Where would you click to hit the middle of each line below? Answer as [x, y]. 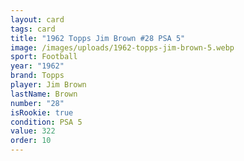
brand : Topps [37, 76]
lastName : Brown [44, 94]
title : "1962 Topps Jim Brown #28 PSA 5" [98, 38]
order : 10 [31, 141]
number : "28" [37, 103]
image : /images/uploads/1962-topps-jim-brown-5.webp [122, 47]
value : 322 [33, 131]
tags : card [33, 29]
